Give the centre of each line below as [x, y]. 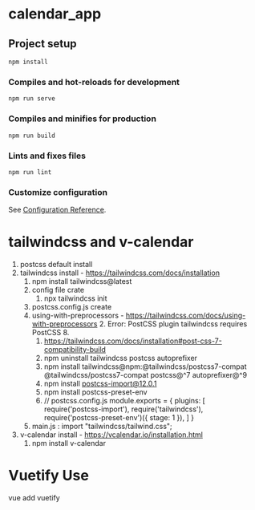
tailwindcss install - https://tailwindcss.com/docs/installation [120, 273]
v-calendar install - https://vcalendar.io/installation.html [111, 435]
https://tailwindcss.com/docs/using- [186, 316]
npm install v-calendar [69, 443]
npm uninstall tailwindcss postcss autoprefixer [121, 358]
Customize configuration [58, 192]
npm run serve [32, 99]
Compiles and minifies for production [82, 119]
